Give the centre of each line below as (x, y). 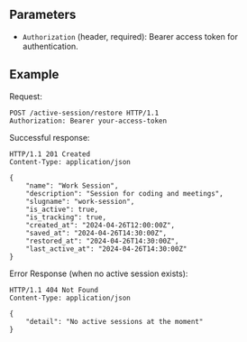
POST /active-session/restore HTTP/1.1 (84, 113)
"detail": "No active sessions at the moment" (114, 321)
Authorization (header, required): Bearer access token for (130, 36)
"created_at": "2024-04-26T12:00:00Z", (101, 225)
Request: (26, 96)
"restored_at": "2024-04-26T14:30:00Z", (102, 241)
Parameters (43, 15)
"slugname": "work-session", (80, 201)
